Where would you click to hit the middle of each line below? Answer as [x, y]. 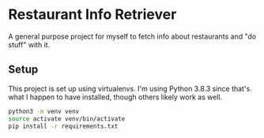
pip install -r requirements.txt [63, 126]
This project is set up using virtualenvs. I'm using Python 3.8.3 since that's [129, 88]
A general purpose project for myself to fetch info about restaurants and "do [132, 36]
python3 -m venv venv [44, 111]
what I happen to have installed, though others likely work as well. [115, 97]
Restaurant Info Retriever [92, 15]
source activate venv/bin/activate [67, 119]
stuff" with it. [29, 44]
